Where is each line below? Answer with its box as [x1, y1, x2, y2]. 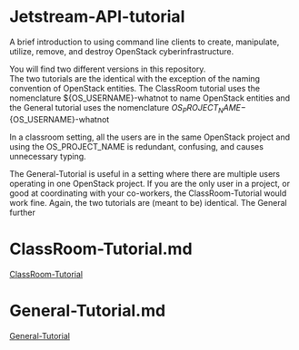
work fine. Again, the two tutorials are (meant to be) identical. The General [9, 197, 288, 208]
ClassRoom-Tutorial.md [9, 238, 193, 259]
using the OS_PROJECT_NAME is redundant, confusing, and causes [9, 141, 264, 151]
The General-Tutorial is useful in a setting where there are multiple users [9, 168, 280, 179]
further [9, 207, 36, 218]
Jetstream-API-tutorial [9, 6, 185, 27]
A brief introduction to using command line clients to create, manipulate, [9, 36, 280, 47]
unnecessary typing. [9, 151, 86, 161]
